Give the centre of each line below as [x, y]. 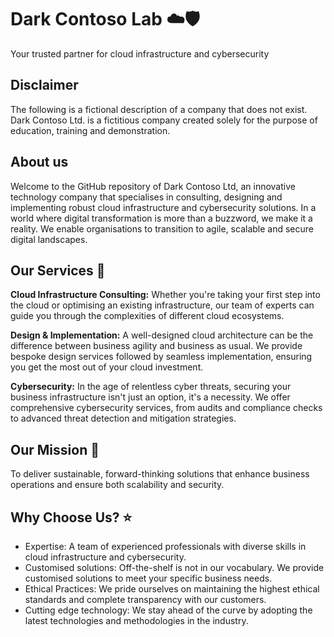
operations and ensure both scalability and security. [117, 485]
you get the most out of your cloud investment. [107, 367]
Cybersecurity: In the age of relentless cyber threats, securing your [151, 387]
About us [39, 162]
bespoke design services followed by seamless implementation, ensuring [161, 357]
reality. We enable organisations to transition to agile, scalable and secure [162, 228]
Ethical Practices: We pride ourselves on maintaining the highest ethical [172, 589]
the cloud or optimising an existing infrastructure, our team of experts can [162, 305]
